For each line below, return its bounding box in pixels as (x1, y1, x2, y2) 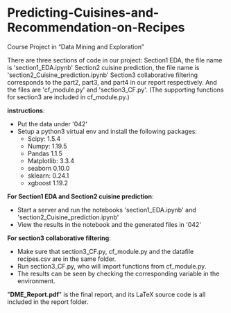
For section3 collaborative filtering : (7, 234, 111, 242)
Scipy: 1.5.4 (27, 134, 61, 143)
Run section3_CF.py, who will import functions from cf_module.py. (17, 262, 207, 270)
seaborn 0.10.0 (27, 164, 70, 172)
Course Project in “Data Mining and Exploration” (7, 42, 144, 51)
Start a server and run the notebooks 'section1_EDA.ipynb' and (17, 205, 196, 214)
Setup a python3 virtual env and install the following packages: (17, 127, 198, 135)
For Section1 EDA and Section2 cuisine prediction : (7, 192, 154, 201)
